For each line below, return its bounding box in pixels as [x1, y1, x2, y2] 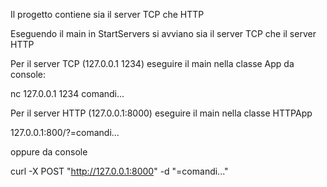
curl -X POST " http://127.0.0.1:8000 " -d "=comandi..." [10, 165, 229, 177]
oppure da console [10, 146, 88, 158]
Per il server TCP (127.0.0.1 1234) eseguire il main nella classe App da [10, 58, 295, 69]
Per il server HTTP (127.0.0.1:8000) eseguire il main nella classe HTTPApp [10, 107, 313, 119]
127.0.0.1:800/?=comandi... [10, 127, 120, 138]
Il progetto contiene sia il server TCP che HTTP [10, 9, 205, 20]
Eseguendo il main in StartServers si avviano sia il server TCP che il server [10, 28, 317, 39]
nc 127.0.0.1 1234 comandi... [10, 88, 125, 99]
